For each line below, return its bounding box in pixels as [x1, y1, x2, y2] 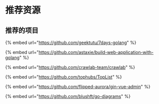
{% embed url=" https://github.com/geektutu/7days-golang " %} [5, 39, 137, 45]
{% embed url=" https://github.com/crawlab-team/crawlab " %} [5, 64, 135, 70]
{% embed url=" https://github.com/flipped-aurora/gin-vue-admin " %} [5, 83, 151, 89]
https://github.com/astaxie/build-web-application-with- [38, 49, 154, 55]
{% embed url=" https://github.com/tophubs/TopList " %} [5, 74, 122, 80]
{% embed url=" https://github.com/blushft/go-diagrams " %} [5, 93, 131, 99]
